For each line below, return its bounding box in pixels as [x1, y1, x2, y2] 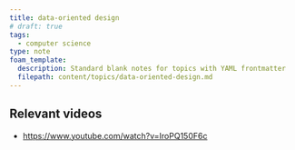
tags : [9, 30, 30, 39]
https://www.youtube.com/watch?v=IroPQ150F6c [22, 130, 208, 141]
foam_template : [9, 55, 67, 65]
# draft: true [9, 22, 64, 31]
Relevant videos [9, 106, 103, 122]
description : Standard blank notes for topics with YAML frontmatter [17, 65, 286, 74]
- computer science [17, 38, 92, 48]
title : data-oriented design [9, 13, 120, 23]
